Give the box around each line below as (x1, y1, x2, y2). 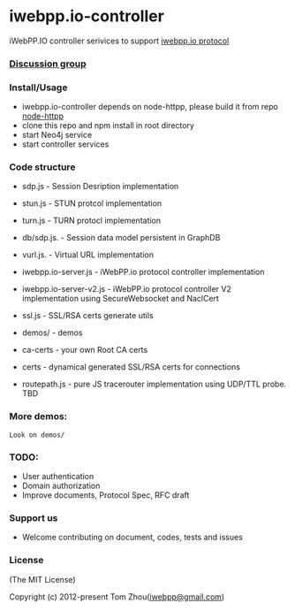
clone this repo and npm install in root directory (21, 120, 194, 131)
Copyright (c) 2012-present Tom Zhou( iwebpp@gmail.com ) (9, 591, 225, 602)
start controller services (21, 139, 110, 149)
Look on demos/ (9, 431, 65, 439)
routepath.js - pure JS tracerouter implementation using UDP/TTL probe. (21, 378, 287, 390)
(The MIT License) (9, 574, 77, 584)
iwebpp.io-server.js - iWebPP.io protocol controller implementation (21, 267, 265, 278)
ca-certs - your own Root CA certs (21, 345, 148, 355)
